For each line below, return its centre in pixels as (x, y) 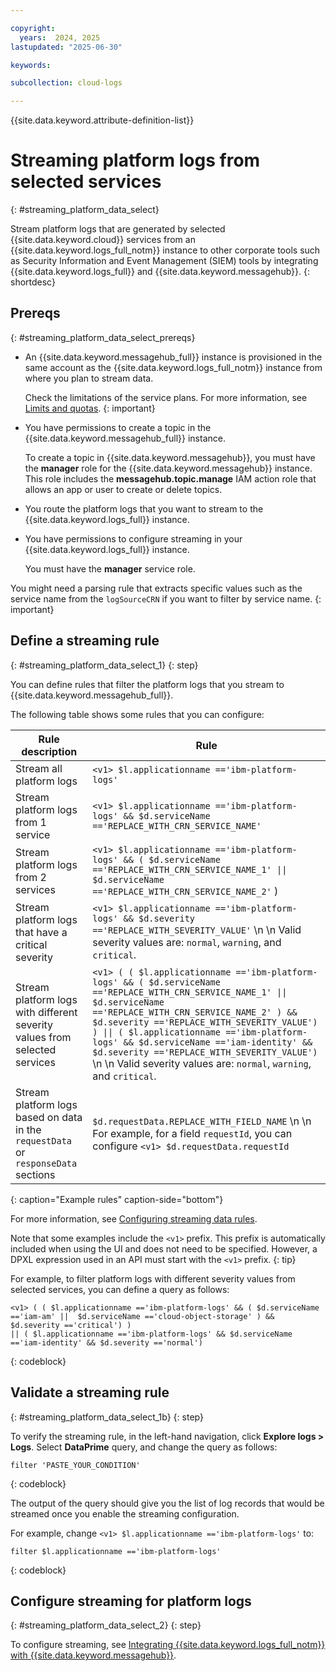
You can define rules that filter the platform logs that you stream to (147, 684)
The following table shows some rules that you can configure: (137, 714)
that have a (41, 932)
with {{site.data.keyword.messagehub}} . (93, 1655)
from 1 (31, 822)
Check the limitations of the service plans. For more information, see (166, 397)
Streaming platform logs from (135, 160)
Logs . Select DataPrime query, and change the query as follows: (144, 1447)
